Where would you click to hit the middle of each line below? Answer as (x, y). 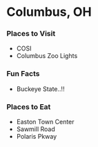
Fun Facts (23, 74)
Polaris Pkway (37, 137)
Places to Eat (29, 106)
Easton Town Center (45, 122)
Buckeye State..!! (40, 89)
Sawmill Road (36, 129)
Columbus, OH (49, 12)
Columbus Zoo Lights (47, 56)
